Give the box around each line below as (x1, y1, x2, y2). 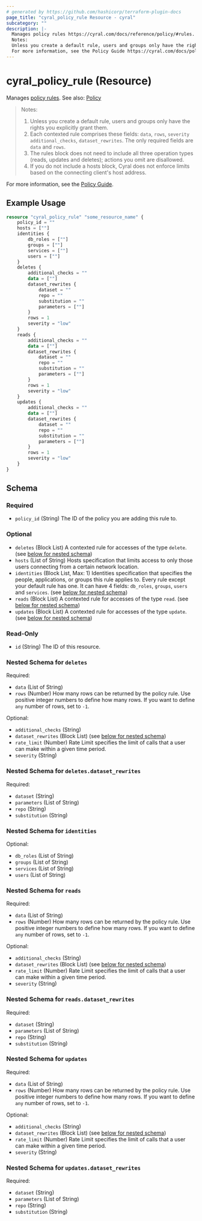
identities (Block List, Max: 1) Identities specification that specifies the (14, 569, 192, 576)
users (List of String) (14, 871, 66, 878)
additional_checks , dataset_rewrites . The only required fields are (29, 136, 194, 144)
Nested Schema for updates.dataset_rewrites (6, 1163, 141, 1172)
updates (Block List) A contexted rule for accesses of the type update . (14, 608, 187, 615)
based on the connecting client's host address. (29, 168, 147, 176)
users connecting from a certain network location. (14, 563, 139, 570)
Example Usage (6, 198, 66, 208)
